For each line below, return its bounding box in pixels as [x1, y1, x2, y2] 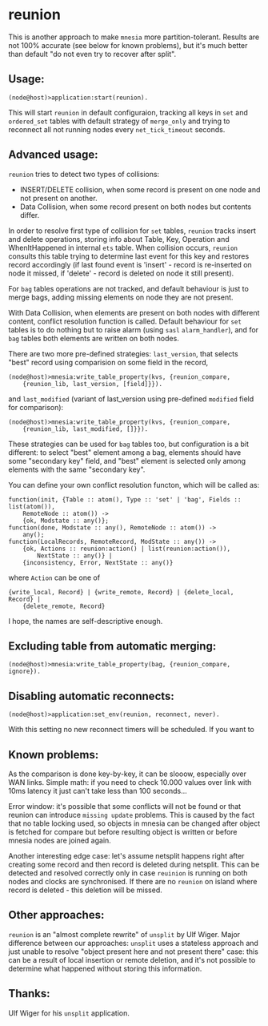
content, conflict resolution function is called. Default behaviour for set [8, 316, 242, 326]
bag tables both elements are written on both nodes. [8, 333, 180, 343]
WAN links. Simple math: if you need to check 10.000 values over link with [8, 778, 252, 787]
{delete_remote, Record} [22, 602, 106, 610]
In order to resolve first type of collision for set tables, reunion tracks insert [8, 226, 256, 235]
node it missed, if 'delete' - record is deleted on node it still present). [8, 268, 234, 278]
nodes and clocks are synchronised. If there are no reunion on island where [8, 877, 258, 886]
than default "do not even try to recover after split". [8, 49, 177, 58]
